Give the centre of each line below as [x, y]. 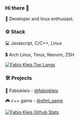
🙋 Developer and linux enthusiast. [39, 19]
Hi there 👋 [17, 8]
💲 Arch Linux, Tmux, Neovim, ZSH [40, 54]
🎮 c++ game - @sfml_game [34, 100]
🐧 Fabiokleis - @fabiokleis [32, 90]
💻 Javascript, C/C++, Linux [34, 43]
